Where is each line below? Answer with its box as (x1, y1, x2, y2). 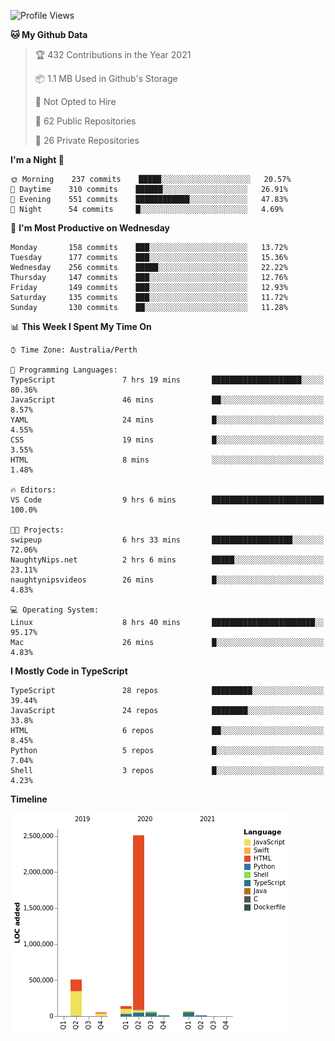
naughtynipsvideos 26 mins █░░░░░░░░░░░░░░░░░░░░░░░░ (10, 575, 325, 585)
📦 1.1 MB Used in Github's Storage (34, 73, 178, 84)
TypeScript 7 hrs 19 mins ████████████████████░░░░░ (10, 375, 325, 385)
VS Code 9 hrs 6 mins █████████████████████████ (10, 495, 325, 505)
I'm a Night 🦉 (10, 154, 65, 165)
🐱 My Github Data (10, 29, 88, 40)
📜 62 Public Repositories (34, 115, 137, 127)
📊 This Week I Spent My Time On (10, 321, 152, 332)
